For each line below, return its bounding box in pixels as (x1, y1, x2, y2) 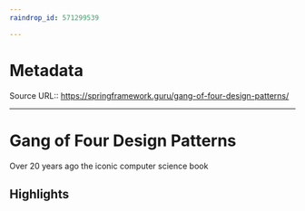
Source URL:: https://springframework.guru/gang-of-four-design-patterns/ (9, 90, 290, 101)
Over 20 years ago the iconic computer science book (9, 160, 209, 171)
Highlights (9, 187, 70, 202)
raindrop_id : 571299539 (9, 13, 100, 23)
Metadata (9, 60, 84, 81)
